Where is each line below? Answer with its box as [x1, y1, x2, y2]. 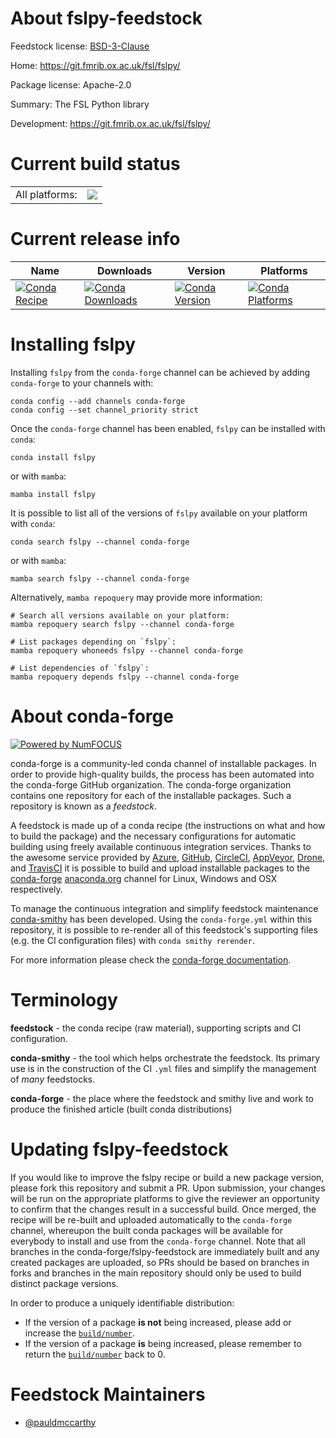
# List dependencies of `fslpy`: [10, 663, 150, 673]
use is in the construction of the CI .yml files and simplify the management [10, 1062, 317, 1074]
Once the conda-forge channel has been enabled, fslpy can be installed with [10, 422, 326, 434]
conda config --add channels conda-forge [10, 396, 186, 406]
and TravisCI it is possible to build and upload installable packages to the [10, 862, 311, 874]
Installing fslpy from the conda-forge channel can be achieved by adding [10, 366, 311, 378]
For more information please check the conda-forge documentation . [10, 953, 292, 966]
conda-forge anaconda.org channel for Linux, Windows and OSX [10, 872, 278, 884]
